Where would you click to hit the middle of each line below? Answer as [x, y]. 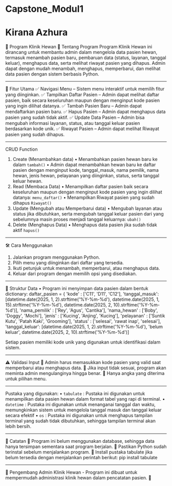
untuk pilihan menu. [26, 379]
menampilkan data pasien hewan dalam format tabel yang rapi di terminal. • [85, 399]
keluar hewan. [27, 181]
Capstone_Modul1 [44, 9]
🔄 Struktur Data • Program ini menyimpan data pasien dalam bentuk [77, 289]
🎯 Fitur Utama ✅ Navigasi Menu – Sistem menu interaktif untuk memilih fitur [85, 89]
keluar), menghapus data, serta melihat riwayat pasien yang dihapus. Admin [85, 63]
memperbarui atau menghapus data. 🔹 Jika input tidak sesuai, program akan [86, 368]
